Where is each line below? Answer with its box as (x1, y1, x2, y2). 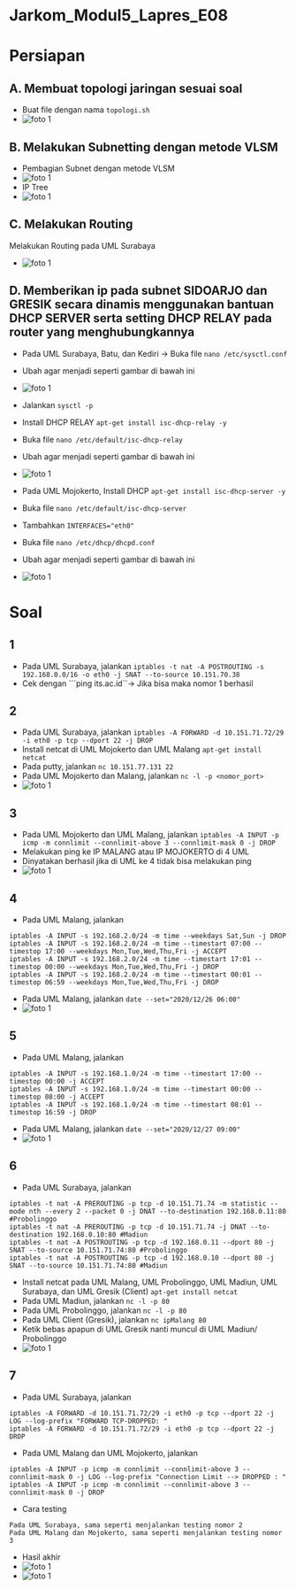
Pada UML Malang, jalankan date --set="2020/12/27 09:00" (21, 1123, 241, 1134)
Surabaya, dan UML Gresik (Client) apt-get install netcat (21, 1285, 239, 1297)
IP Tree (21, 182, 49, 192)
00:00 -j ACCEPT (44, 1076, 104, 1085)
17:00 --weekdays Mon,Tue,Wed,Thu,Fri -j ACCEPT (44, 947, 227, 956)
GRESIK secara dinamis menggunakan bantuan (9, 297, 275, 312)
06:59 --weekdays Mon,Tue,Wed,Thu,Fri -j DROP (44, 978, 219, 987)
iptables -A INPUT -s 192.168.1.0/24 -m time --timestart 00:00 (9, 1084, 251, 1093)
